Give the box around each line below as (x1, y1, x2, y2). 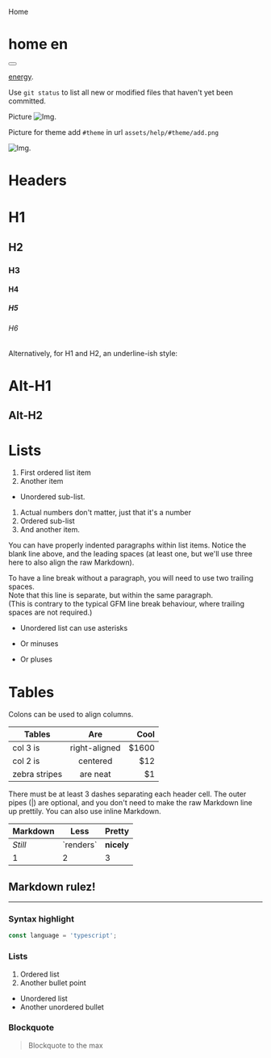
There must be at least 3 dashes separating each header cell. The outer (8, 789, 247, 799)
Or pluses (19, 654, 52, 665)
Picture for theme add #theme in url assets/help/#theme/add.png (8, 127, 219, 136)
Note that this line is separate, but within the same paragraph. (8, 590, 214, 600)
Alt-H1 (8, 376, 52, 395)
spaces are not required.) (8, 607, 93, 617)
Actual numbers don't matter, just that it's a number (19, 508, 192, 518)
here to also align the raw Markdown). (8, 557, 135, 568)
